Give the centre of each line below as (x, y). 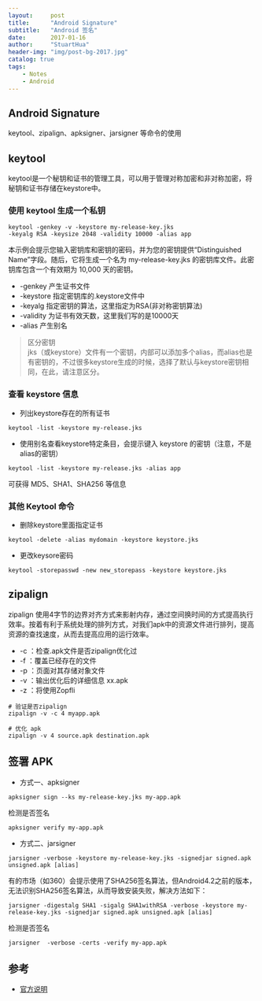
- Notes (35, 74)
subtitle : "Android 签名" (53, 30)
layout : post (37, 15)
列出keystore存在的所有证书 (65, 413)
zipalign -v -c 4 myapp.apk (54, 714)
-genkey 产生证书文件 (55, 286)
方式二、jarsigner (48, 843)
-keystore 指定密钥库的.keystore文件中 (82, 296)
